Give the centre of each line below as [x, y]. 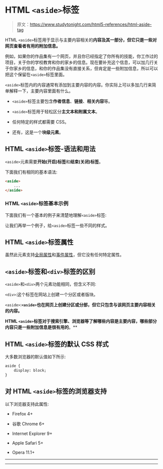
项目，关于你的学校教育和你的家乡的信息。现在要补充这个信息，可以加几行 [79, 62]
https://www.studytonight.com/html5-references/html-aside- [91, 24]
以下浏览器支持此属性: [27, 404]
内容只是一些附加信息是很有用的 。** [41, 327]
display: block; [30, 370]
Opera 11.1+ [23, 452]
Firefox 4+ [22, 414]
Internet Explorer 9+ [32, 434]
